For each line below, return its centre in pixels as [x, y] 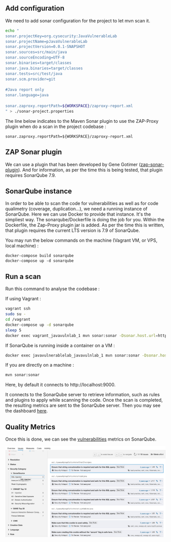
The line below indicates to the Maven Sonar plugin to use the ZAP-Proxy [82, 121]
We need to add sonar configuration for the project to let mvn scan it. [78, 20]
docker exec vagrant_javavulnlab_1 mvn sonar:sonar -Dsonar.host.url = [82, 335]
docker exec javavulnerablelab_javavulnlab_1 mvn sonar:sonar [73, 355]
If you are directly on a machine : [40, 365]
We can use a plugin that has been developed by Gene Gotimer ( [73, 164]
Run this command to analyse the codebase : [53, 289]
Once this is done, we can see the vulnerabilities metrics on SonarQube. [81, 439]
